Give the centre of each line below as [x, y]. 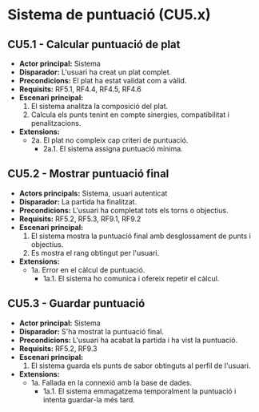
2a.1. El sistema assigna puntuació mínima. [113, 149]
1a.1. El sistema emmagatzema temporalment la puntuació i [139, 391]
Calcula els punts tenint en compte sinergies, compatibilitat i [130, 115]
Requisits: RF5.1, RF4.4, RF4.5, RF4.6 [80, 89]
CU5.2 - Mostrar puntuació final [88, 174]
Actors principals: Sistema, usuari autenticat [93, 193]
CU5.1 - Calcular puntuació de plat [94, 44]
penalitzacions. [56, 123]
